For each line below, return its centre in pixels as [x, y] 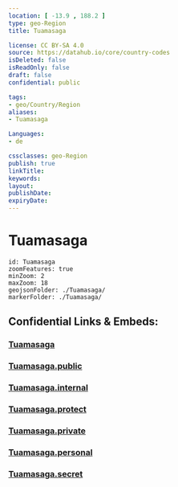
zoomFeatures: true [41, 269]
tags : [17, 97]
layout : [21, 186]
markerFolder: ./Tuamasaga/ [55, 297]
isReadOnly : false [39, 68]
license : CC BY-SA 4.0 [46, 45]
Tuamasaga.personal [51, 452]
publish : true [32, 163]
